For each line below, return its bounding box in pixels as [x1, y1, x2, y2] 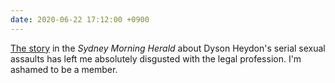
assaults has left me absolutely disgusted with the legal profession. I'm [10, 52, 302, 65]
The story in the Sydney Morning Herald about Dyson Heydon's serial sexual [10, 42, 326, 54]
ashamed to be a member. [10, 63, 118, 75]
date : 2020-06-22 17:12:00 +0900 [10, 14, 150, 25]
